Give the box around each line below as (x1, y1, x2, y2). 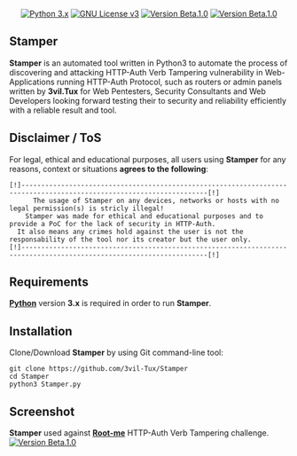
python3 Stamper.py (9, 380, 82, 389)
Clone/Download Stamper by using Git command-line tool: (9, 347, 224, 358)
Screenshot (9, 404, 75, 419)
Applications (9, 76, 55, 87)
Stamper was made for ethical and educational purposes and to (25, 211, 264, 221)
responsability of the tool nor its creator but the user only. (9, 235, 252, 244)
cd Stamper (9, 373, 50, 381)
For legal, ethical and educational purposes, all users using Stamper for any (9, 153, 286, 164)
